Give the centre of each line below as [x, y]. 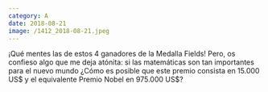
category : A [28, 16]
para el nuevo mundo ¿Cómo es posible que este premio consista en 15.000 [134, 71]
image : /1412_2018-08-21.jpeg [59, 31]
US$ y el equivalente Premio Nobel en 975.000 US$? [96, 79]
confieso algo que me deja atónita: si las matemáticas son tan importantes [132, 62]
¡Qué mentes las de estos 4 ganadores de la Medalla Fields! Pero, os [122, 54]
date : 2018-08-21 [37, 23]
